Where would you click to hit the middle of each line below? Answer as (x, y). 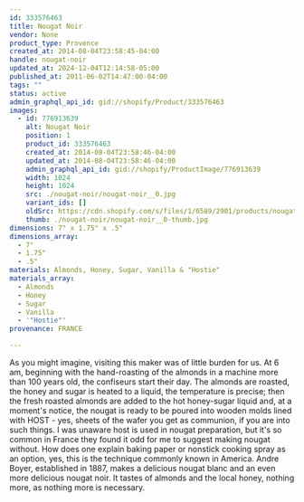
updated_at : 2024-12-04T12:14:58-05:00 (85, 69)
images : (24, 110)
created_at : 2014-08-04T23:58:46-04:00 (101, 152)
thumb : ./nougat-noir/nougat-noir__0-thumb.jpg (117, 219)
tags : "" (26, 85)
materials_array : (42, 279)
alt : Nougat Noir (58, 128)
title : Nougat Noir (46, 26)
